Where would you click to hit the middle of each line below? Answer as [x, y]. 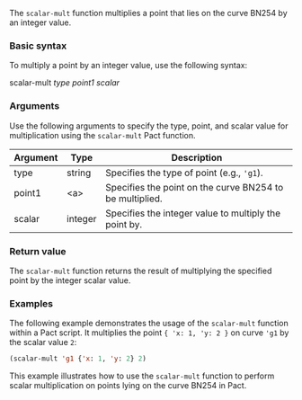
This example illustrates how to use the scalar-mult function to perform [142, 376]
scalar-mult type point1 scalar [64, 83]
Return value [38, 251]
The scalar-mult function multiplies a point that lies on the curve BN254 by [148, 13]
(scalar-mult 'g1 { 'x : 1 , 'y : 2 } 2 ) [78, 359]
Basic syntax [38, 46]
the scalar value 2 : [43, 342]
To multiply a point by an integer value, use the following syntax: [129, 66]
